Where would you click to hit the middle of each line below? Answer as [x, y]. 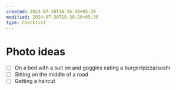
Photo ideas [36, 51]
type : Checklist [26, 22]
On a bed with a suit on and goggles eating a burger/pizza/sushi [92, 68]
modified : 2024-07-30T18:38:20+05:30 [52, 17]
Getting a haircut [35, 81]
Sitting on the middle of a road [51, 75]
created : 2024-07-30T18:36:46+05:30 [51, 11]
